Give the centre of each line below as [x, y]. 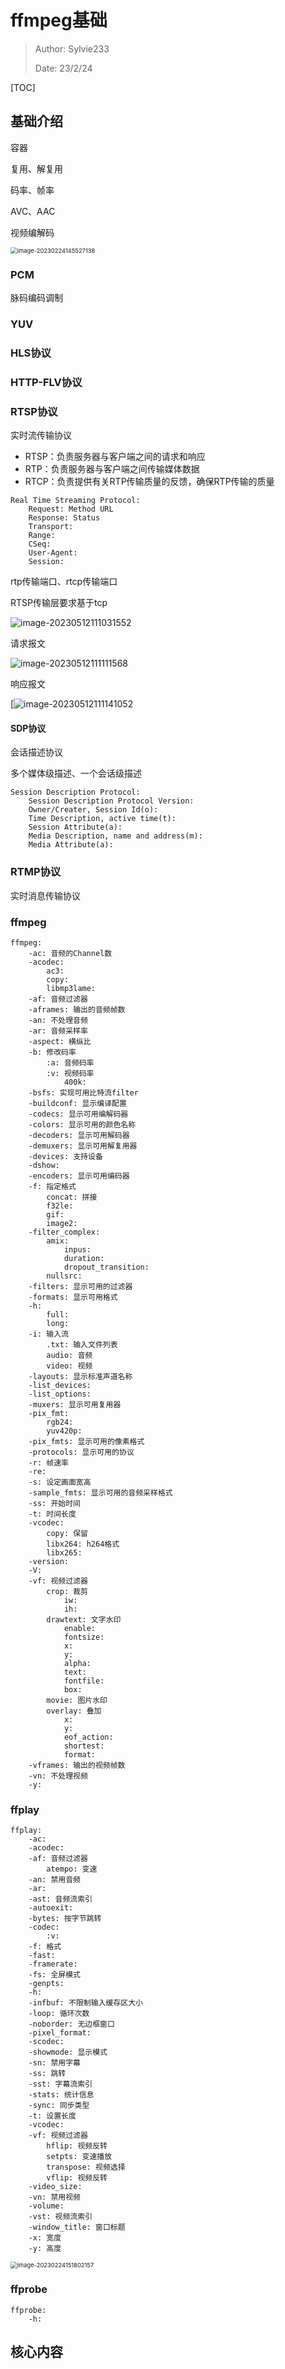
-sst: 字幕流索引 [60, 2084]
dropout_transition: [106, 1267]
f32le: [60, 1206]
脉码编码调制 [36, 298]
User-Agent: [53, 553]
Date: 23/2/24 [63, 68]
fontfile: [84, 1681]
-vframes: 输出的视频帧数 [77, 1765]
